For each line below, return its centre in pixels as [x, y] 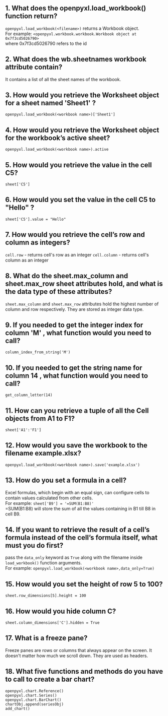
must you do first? [34, 545]
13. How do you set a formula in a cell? [66, 480]
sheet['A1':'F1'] [23, 430]
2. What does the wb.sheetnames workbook [76, 59]
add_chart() [18, 708]
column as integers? [38, 243]
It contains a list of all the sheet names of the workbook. [63, 79]
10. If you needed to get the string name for [74, 368]
